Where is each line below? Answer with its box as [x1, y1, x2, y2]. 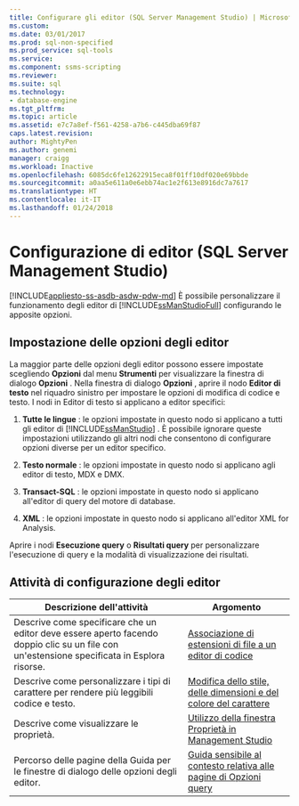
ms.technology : [9, 87, 66, 96]
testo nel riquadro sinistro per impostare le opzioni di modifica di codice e [9, 387, 280, 397]
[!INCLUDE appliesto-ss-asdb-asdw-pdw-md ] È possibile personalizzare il [9, 290, 280, 301]
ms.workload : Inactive [9, 162, 93, 171]
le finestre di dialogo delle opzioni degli [13, 765, 178, 778]
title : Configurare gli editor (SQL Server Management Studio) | [9, 12, 256, 22]
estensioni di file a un [188, 639, 277, 651]
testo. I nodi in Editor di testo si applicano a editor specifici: [9, 396, 226, 407]
